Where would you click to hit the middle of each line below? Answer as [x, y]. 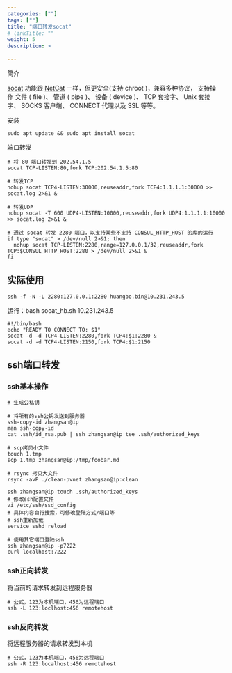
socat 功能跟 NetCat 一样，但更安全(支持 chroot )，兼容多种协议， [102, 88]
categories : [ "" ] [32, 14]
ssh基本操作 [28, 386]
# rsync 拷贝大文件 [33, 474]
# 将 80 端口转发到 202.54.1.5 [49, 162]
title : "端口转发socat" [39, 26]
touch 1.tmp [24, 454]
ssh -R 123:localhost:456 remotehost [62, 664]
